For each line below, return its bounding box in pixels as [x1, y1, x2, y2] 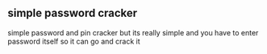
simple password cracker [7, 6, 138, 20]
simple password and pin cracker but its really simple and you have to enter [7, 27, 259, 37]
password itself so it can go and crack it [7, 36, 140, 46]
